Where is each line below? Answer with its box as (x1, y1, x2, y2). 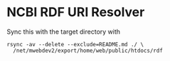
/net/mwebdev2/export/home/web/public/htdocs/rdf (13, 47, 163, 54)
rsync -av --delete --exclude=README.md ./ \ (6, 41, 144, 48)
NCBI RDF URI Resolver (6, 4, 145, 20)
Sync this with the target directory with (6, 27, 121, 36)
